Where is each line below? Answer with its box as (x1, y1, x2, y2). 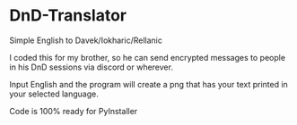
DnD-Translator (9, 5, 127, 26)
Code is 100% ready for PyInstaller (9, 105, 138, 116)
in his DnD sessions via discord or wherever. (9, 62, 173, 72)
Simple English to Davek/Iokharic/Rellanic (9, 35, 163, 46)
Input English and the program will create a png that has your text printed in (9, 79, 289, 89)
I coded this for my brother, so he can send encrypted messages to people (9, 52, 285, 62)
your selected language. (9, 88, 99, 99)
